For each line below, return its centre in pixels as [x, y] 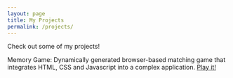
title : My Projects [36, 20]
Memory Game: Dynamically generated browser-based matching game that [116, 60]
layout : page [26, 14]
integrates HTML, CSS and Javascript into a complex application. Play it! [112, 68]
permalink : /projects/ [40, 26]
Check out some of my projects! [54, 47]
